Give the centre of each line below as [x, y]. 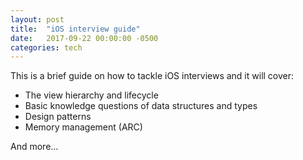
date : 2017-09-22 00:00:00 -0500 [84, 38]
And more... [34, 147]
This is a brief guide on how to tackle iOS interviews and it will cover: [152, 76]
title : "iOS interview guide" [75, 29]
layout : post [37, 19]
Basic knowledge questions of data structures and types [141, 106]
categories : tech [46, 47]
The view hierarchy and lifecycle [91, 95]
